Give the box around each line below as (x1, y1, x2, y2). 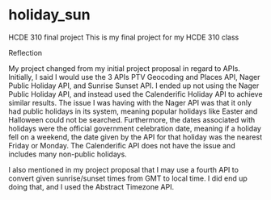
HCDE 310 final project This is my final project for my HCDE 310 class (8, 32, 239, 42)
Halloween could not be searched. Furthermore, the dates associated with (8, 115, 256, 124)
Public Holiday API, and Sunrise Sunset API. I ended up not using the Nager (8, 81, 260, 90)
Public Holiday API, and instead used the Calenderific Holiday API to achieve (8, 89, 263, 98)
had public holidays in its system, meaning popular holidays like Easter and (8, 106, 258, 116)
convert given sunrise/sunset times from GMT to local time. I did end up (8, 173, 248, 183)
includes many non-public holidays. (8, 149, 127, 159)
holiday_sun (8, 6, 91, 24)
